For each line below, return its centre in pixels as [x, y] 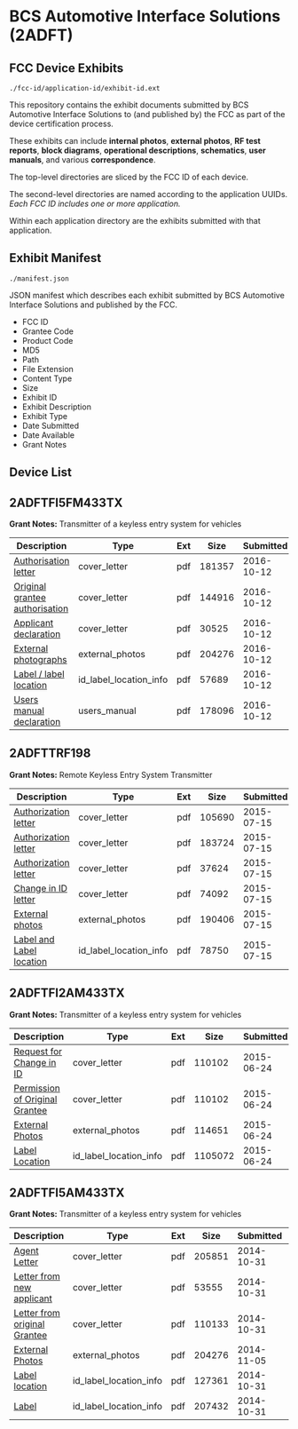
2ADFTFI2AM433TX [67, 993]
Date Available [48, 435]
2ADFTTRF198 [50, 754]
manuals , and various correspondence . [82, 160]
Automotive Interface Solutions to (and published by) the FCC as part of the [147, 114]
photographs [41, 660]
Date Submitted [51, 425]
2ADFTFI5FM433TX [66, 502]
